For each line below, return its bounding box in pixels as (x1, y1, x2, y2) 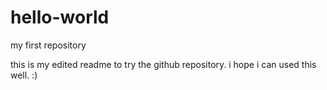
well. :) (10, 69, 38, 81)
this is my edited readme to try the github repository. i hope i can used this (10, 58, 317, 70)
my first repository (10, 39, 87, 51)
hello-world (10, 6, 110, 29)
